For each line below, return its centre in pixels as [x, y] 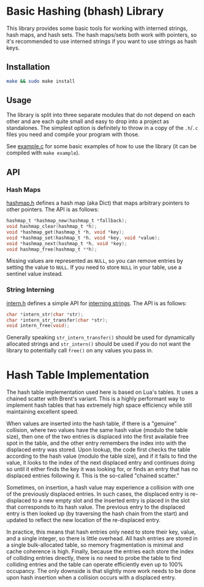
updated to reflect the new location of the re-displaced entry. [84, 520]
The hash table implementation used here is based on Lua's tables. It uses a [102, 392]
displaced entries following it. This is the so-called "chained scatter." [93, 475]
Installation [28, 67]
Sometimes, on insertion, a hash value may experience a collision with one [100, 488]
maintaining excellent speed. [43, 412]
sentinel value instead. [35, 274]
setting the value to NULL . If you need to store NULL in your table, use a [94, 267]
